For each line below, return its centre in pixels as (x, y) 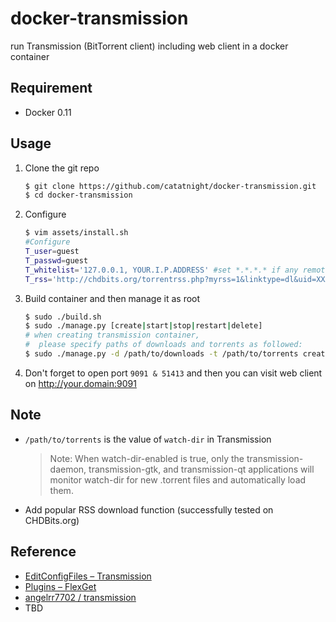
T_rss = (38, 279)
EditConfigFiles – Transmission (88, 576)
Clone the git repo (62, 168)
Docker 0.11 (48, 112)
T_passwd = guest (56, 260)
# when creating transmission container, (112, 335)
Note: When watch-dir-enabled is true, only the (147, 458)
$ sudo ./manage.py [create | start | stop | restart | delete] (143, 326)
